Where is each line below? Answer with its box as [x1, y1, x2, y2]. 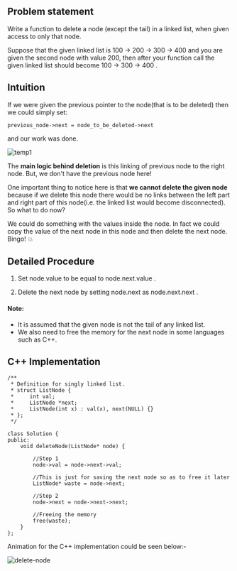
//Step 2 [33, 493, 59, 500]
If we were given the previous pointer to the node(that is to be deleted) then [7, 100, 229, 109]
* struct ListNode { [10, 387, 72, 394]
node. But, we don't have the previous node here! [7, 169, 152, 178]
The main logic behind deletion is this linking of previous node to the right [7, 161, 225, 170]
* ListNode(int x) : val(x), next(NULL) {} [10, 406, 154, 413]
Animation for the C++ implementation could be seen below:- [7, 543, 187, 551]
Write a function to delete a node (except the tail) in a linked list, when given [7, 24, 229, 33]
